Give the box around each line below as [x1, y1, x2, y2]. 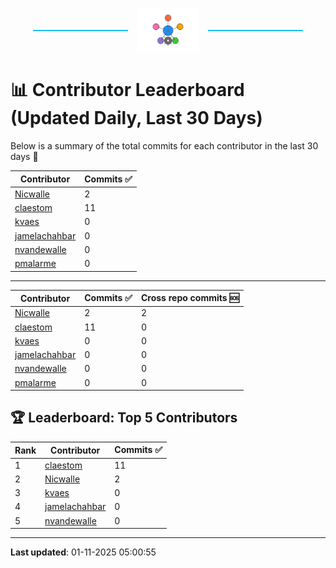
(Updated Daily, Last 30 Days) [10, 107, 263, 130]
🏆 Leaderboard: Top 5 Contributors [10, 409, 238, 427]
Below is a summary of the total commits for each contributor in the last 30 [10, 140, 319, 152]
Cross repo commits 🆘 [140, 292, 240, 304]
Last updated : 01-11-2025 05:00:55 [10, 546, 157, 558]
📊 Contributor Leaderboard [10, 79, 245, 102]
